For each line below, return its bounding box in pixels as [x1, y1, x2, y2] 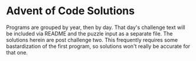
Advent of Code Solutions [6, 4, 135, 18]
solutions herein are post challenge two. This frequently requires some [6, 36, 178, 43]
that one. [6, 49, 28, 56]
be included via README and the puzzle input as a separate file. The [6, 30, 173, 37]
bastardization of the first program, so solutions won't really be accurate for [6, 43, 191, 50]
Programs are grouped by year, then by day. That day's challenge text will [6, 24, 185, 31]
